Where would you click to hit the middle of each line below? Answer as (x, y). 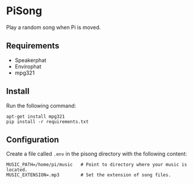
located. (17, 170)
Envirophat (28, 66)
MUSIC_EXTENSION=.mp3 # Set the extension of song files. (88, 175)
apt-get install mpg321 (36, 117)
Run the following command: (41, 105)
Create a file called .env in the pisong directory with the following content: (96, 154)
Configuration (33, 139)
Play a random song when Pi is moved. (53, 27)
